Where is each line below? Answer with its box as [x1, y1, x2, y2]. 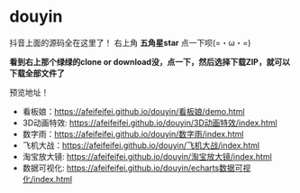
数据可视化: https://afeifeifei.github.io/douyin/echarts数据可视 [22, 162, 251, 173]
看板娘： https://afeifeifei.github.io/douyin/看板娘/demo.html [22, 106, 245, 116]
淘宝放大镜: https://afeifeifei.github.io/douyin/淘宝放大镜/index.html [22, 151, 272, 161]
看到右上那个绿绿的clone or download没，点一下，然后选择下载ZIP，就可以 [9, 56, 291, 67]
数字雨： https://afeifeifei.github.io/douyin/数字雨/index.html [22, 128, 244, 139]
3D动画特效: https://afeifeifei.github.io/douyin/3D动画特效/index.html [22, 117, 277, 128]
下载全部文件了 [9, 68, 65, 78]
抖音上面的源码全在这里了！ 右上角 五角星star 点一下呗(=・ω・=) [9, 37, 251, 48]
